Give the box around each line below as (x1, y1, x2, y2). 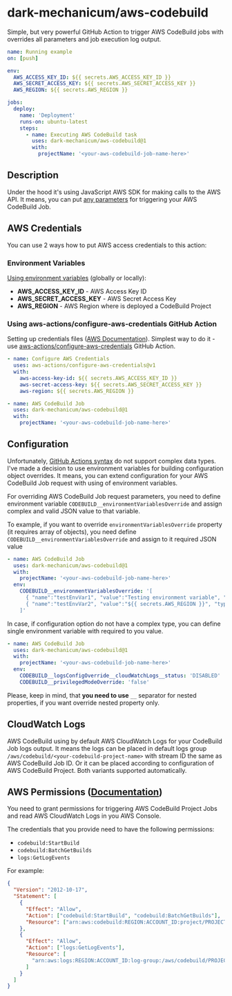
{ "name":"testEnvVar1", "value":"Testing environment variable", (25, 594, 221, 602)
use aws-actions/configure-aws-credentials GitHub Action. (7, 342, 176, 350)
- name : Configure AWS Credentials (7, 356, 110, 363)
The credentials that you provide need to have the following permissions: (7, 825, 215, 834)
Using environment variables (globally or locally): (7, 274, 146, 282)
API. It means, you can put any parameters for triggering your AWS (7, 195, 197, 203)
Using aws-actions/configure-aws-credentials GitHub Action (7, 319, 217, 329)
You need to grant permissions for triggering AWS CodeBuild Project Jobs (7, 805, 217, 813)
